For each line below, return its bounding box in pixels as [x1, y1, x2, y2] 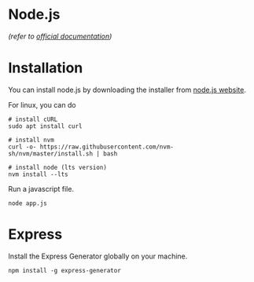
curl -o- [8, 143, 37, 151]
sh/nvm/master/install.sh [8, 149, 93, 158]
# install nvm [8, 136, 55, 144]
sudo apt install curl [8, 122, 83, 130]
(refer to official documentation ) [8, 31, 112, 41]
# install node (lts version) [8, 163, 108, 171]
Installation [8, 59, 83, 77]
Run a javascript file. [8, 184, 75, 193]
